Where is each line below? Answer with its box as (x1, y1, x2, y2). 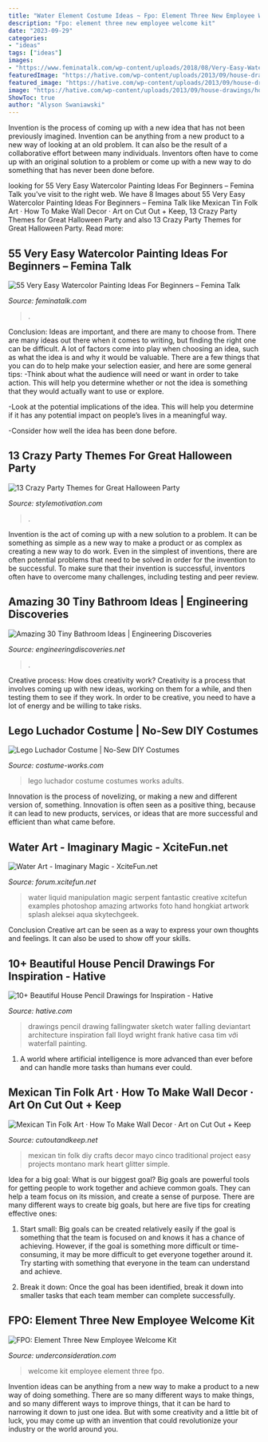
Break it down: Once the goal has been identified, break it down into (19, 1282, 243, 1292)
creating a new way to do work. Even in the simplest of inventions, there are (8, 546, 258, 556)
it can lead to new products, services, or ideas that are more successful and (8, 809, 258, 819)
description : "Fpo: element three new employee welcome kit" (8, 19, 216, 27)
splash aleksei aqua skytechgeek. (27, 910, 140, 919)
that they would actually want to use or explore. (8, 386, 165, 396)
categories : (8, 34, 48, 42)
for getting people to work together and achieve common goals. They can (8, 1183, 251, 1192)
